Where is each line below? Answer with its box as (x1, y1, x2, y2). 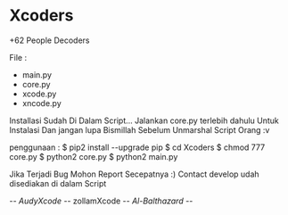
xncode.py (21, 97, 62, 108)
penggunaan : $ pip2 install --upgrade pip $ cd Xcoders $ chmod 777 (9, 142, 266, 153)
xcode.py (21, 88, 57, 99)
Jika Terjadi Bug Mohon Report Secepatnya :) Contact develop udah (9, 169, 260, 179)
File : (9, 52, 28, 62)
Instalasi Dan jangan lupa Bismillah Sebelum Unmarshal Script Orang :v (9, 124, 270, 135)
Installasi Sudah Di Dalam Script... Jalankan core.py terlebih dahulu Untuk (9, 115, 279, 126)
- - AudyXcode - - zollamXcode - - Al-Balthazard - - (9, 195, 193, 206)
